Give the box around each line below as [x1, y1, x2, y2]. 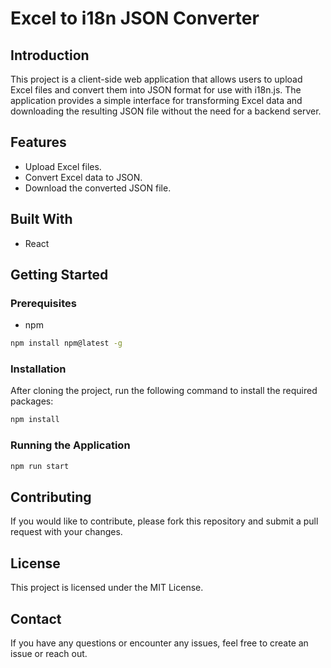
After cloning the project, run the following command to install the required [10, 385, 318, 397]
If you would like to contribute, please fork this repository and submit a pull [10, 515, 319, 527]
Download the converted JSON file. [24, 182, 172, 194]
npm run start [10, 461, 70, 471]
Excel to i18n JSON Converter [10, 7, 260, 30]
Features [10, 134, 67, 151]
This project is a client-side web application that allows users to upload [10, 73, 303, 85]
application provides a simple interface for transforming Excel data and [10, 95, 303, 106]
